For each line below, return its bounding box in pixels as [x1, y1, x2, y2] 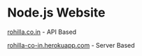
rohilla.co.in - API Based [7, 28, 77, 36]
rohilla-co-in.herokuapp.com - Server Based [7, 41, 135, 49]
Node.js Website [7, 5, 106, 21]
